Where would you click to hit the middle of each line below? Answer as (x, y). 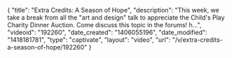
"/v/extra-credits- (197, 40)
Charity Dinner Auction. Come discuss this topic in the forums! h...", (104, 25)
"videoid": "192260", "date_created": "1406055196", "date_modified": (108, 32)
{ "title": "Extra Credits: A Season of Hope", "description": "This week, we (113, 10)
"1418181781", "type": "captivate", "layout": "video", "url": (89, 40)
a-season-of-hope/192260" (47, 47)
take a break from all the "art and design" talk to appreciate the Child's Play (116, 17)
